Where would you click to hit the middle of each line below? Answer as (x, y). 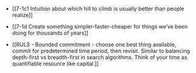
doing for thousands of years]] (50, 33)
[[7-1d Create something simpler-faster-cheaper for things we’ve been (100, 27)
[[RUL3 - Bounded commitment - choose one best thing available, (94, 45)
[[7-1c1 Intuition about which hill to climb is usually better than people (98, 9)
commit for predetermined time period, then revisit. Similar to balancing (101, 51)
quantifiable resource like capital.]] (55, 63)
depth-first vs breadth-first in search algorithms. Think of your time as (100, 57)
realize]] (22, 15)
